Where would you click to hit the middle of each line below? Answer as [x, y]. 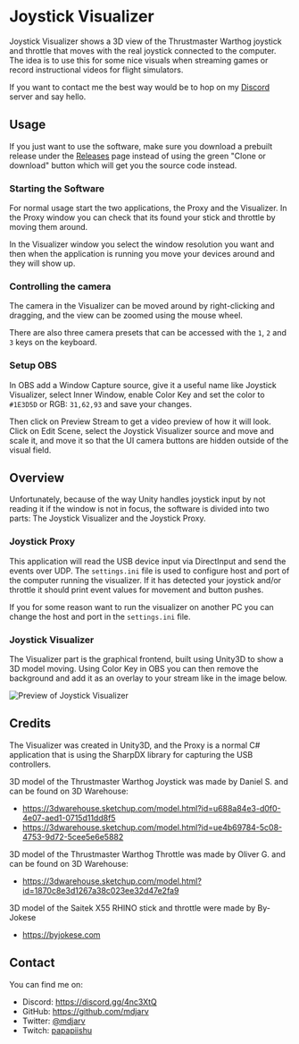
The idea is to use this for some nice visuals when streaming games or [139, 60]
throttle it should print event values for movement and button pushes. [137, 590]
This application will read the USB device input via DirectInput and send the [148, 561]
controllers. [30, 764]
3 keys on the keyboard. [53, 343]
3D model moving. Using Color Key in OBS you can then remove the [134, 669]
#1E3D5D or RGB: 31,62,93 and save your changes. [100, 403]
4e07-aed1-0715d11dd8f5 [69, 818]
